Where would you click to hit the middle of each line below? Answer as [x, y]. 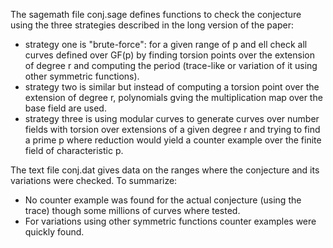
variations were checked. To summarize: [94, 180]
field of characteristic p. [74, 150]
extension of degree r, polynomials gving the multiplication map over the [173, 97]
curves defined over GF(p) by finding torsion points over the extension [169, 55]
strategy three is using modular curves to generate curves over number [172, 118]
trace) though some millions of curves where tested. [132, 210]
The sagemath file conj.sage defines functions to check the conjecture [156, 14]
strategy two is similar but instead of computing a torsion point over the [172, 87]
